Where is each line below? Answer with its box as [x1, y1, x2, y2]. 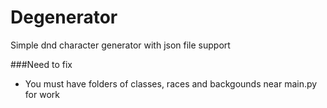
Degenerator [10, 6, 118, 29]
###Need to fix [10, 58, 73, 70]
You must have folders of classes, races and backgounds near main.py [24, 77, 318, 90]
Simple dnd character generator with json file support [10, 39, 231, 51]
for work [24, 88, 60, 100]
